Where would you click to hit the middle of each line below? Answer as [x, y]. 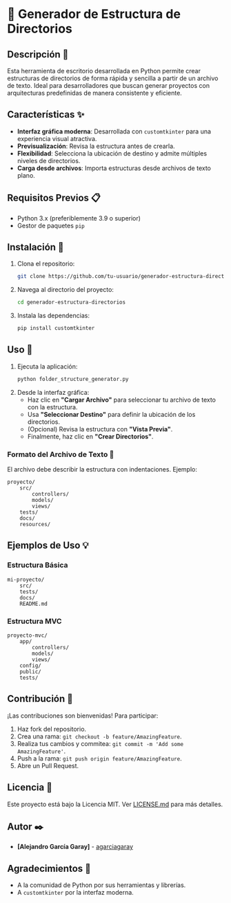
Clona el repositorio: [46, 264]
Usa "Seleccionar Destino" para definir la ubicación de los [111, 414]
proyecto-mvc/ [28, 635]
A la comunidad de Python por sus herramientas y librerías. [101, 885]
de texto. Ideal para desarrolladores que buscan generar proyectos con [109, 85]
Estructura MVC [34, 621]
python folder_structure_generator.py [73, 379]
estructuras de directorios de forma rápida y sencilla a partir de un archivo [113, 78]
